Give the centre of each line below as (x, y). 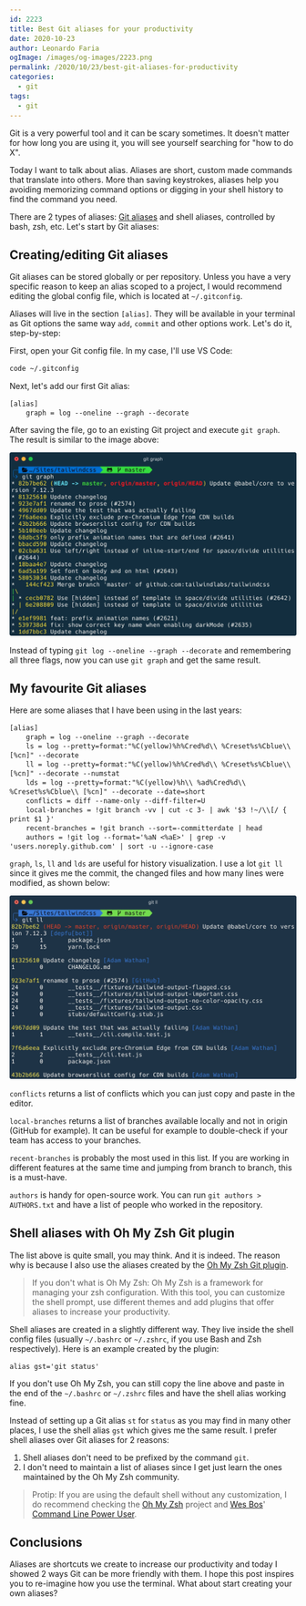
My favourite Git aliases (78, 688)
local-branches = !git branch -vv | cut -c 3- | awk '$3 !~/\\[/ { (156, 810)
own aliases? (34, 1593)
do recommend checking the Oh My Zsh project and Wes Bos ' (148, 1504)
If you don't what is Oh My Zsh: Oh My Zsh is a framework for (148, 1282)
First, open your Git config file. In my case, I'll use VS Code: (121, 351)
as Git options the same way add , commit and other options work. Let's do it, (151, 324)
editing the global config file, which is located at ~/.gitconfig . (126, 296)
